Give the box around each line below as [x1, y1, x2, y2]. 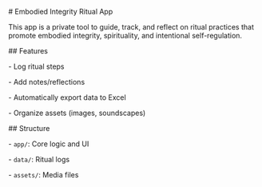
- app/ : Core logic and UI [8, 139, 89, 149]
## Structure [8, 124, 50, 133]
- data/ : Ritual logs [8, 155, 70, 164]
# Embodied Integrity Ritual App [8, 7, 113, 16]
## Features [8, 46, 48, 55]
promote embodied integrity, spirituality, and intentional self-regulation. [8, 31, 242, 40]
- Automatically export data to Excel [8, 93, 126, 102]
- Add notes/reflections [8, 78, 85, 86]
